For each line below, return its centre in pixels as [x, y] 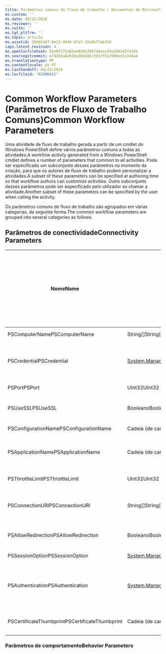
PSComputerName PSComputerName [51, 334]
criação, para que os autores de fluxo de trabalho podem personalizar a [78, 170]
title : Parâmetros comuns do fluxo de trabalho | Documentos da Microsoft [84, 10]
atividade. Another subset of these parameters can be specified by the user [82, 192]
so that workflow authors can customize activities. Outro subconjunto [76, 181]
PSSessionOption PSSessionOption [48, 555]
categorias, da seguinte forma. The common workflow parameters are [76, 212]
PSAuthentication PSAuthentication [48, 585]
